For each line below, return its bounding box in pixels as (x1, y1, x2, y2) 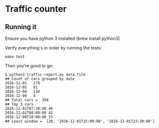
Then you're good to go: (5, 63, 53, 68)
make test (5, 54, 25, 59)
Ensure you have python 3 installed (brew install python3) (5, 35, 120, 41)
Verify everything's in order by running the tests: (5, 45, 102, 50)
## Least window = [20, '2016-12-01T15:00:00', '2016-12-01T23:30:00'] (5, 119, 155, 124)
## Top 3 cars (5, 102, 34, 107)
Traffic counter (5, 3, 67, 15)
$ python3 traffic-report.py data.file (5, 72, 86, 77)
